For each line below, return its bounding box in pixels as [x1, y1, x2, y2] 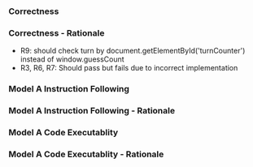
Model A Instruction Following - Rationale [8, 105, 176, 117]
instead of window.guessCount [20, 54, 124, 64]
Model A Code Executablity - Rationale [8, 148, 164, 160]
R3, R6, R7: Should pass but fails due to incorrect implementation [20, 63, 238, 73]
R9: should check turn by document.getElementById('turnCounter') [20, 46, 246, 56]
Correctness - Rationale [8, 27, 105, 38]
